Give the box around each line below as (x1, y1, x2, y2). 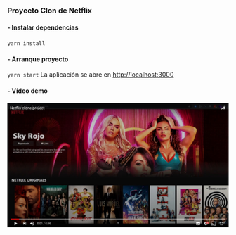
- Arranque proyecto (7, 55, 69, 63)
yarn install (7, 40, 46, 47)
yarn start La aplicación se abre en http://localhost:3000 (7, 70, 174, 79)
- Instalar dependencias (7, 23, 79, 32)
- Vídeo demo (7, 87, 48, 95)
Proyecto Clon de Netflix (7, 6, 93, 15)
